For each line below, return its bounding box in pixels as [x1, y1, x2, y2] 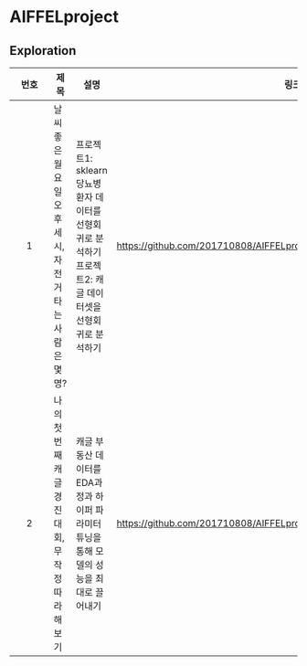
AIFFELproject [9, 6, 120, 27]
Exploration [9, 43, 77, 58]
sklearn [76, 164, 108, 176]
